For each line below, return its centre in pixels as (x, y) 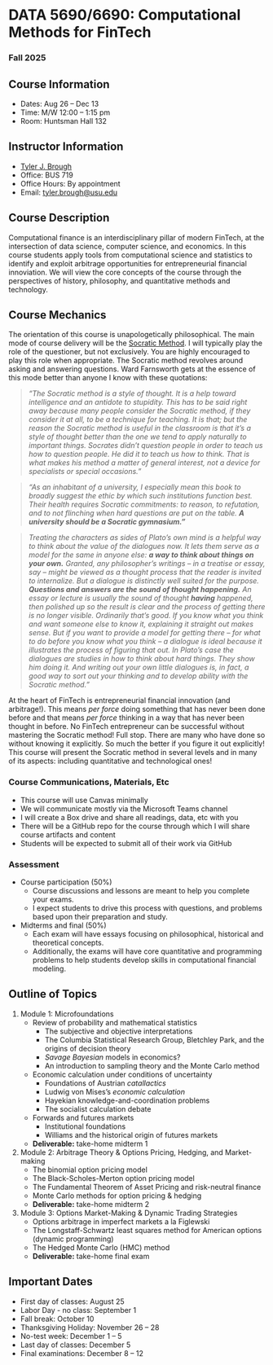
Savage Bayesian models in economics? (112, 1057)
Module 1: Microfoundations (67, 1014)
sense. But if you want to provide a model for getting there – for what (144, 633)
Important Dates (51, 1282)
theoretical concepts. (68, 942)
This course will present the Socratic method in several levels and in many (133, 753)
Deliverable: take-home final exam (91, 1256)
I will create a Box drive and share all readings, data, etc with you (129, 817)
